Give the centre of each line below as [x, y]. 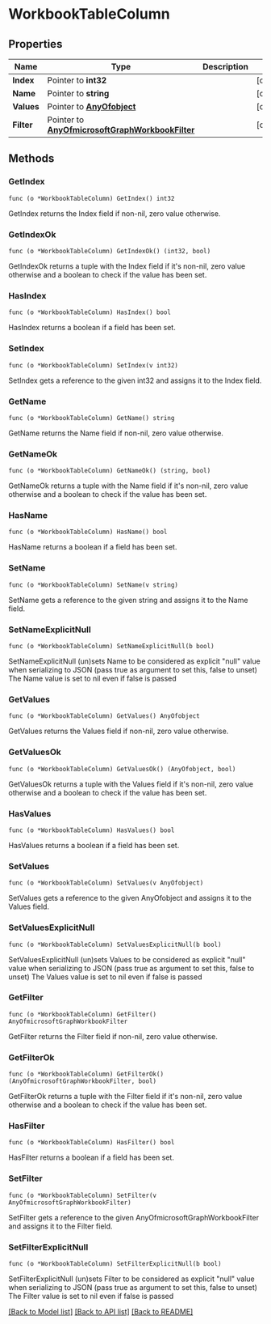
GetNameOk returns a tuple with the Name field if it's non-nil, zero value [128, 486]
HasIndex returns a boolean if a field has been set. [92, 328]
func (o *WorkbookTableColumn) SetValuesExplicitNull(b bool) [115, 944]
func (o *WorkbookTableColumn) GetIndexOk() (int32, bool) [110, 251]
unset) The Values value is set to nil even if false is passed [105, 977]
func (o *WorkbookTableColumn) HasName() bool [88, 532]
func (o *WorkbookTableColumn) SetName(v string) [94, 585]
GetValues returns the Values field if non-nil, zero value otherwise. [119, 731]
